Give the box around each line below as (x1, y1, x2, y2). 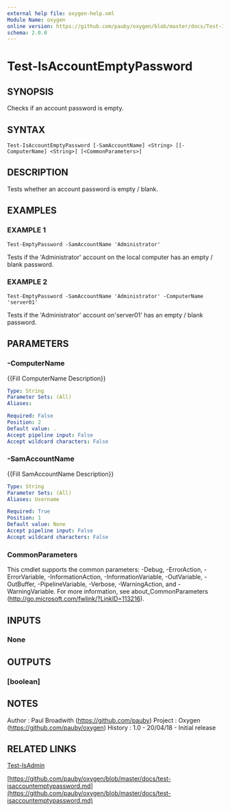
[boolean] (7, 677, 41, 686)
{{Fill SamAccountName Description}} (7, 470, 114, 478)
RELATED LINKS (7, 743, 77, 755)
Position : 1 (7, 515, 41, 522)
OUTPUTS (7, 656, 51, 668)
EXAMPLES (7, 205, 57, 217)
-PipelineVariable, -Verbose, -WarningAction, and (37, 580, 177, 588)
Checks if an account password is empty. (7, 104, 124, 112)
